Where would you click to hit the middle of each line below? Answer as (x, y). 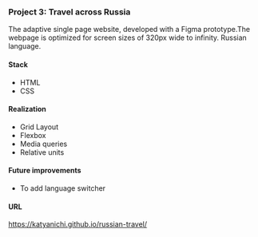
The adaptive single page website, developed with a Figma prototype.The (129, 30)
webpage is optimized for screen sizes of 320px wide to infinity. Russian (128, 38)
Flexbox (33, 135)
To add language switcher (63, 188)
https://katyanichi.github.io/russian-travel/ (78, 224)
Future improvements (45, 171)
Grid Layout (39, 127)
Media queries (44, 144)
